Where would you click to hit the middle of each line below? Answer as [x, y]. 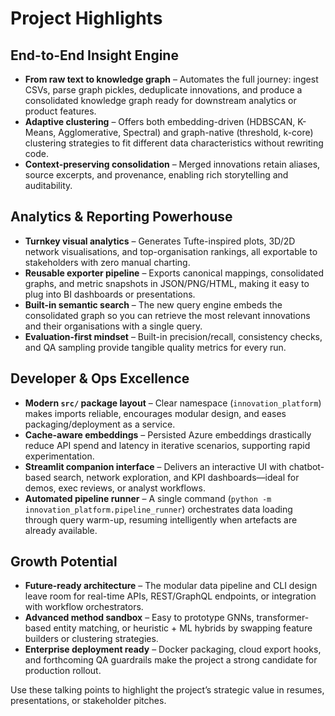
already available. [61, 530]
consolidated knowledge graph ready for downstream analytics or [160, 100]
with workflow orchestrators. [84, 607]
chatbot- [306, 466]
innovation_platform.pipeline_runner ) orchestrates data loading [158, 509]
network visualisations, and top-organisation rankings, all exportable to [171, 251]
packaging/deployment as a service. [100, 424]
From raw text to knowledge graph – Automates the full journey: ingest [171, 79]
